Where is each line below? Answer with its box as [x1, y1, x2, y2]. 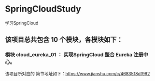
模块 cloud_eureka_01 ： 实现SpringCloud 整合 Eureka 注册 [5, 51, 144, 58]
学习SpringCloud [5, 20, 39, 26]
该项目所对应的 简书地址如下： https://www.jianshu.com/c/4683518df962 [5, 70, 150, 76]
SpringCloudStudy [5, 3, 81, 15]
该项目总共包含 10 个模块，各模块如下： [5, 35, 123, 44]
